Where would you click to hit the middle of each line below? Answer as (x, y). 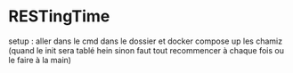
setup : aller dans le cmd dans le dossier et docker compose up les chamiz (145, 41)
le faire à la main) (40, 60)
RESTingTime (59, 16)
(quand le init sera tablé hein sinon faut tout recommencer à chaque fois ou (146, 50)
